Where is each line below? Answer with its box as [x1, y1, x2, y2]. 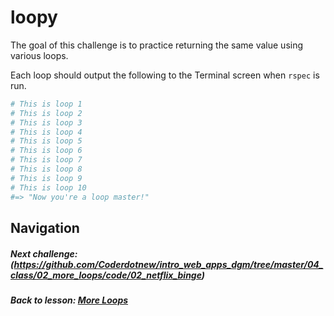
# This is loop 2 [10, 108, 83, 118]
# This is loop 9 [10, 173, 83, 183]
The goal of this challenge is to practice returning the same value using [10, 39, 304, 51]
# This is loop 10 [10, 182, 87, 193]
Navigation [10, 219, 80, 236]
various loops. [10, 49, 69, 61]
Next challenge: [10, 247, 78, 260]
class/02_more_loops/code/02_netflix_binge [10, 269, 202, 281]
